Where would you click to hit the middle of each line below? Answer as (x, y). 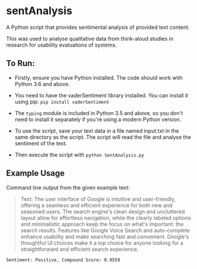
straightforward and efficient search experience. (80, 249)
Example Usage (35, 173)
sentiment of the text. (41, 143)
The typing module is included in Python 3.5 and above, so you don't (99, 113)
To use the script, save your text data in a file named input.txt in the (97, 130)
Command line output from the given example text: (68, 188)
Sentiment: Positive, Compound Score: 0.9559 (63, 260)
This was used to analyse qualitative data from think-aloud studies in (90, 38)
